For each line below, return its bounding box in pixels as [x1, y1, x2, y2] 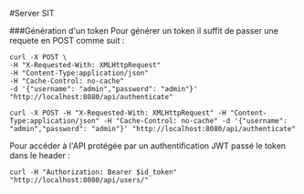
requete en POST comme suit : [9, 36, 125, 46]
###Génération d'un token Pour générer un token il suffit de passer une [9, 26, 278, 36]
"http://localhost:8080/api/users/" [9, 176, 149, 185]
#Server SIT [9, 8, 55, 18]
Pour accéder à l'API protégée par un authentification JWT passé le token [9, 140, 286, 151]
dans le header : [9, 150, 70, 160]
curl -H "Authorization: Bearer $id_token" [9, 168, 178, 177]
